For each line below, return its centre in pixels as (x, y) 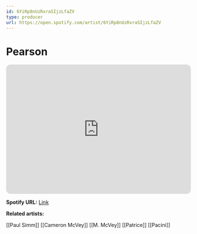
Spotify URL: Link (28, 202)
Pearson (27, 51)
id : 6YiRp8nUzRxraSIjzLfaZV (40, 11)
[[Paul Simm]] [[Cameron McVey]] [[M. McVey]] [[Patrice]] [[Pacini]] (88, 225)
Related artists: (25, 214)
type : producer (25, 17)
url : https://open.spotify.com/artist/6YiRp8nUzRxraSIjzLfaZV (84, 22)
